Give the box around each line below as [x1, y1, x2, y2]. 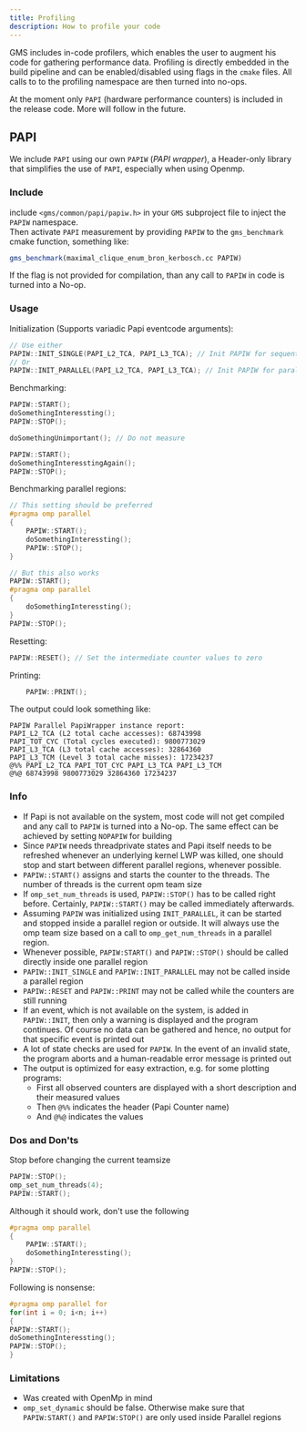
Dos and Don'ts [9, 1133, 79, 1146]
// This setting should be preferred [9, 501, 153, 510]
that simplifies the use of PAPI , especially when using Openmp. [9, 163, 246, 174]
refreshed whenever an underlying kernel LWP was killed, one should [22, 849, 284, 861]
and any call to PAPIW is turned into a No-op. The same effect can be [22, 821, 280, 832]
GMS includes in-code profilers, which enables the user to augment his [9, 46, 277, 57]
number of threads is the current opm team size [22, 878, 202, 889]
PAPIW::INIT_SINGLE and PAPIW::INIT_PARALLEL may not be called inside [22, 966, 291, 977]
